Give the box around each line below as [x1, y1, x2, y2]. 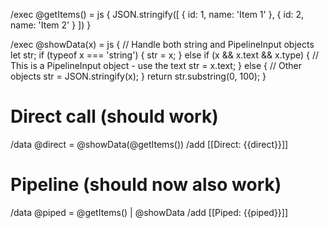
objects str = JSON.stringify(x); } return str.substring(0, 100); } [10, 70, 267, 82]
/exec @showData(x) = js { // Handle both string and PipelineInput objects [10, 39, 315, 50]
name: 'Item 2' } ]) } [10, 19, 92, 31]
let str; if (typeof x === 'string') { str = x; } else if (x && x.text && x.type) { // [10, 49, 320, 61]
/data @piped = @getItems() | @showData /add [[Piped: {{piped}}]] [10, 206, 289, 218]
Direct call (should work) [10, 105, 219, 128]
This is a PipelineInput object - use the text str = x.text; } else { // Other [10, 60, 302, 71]
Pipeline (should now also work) [10, 174, 282, 196]
